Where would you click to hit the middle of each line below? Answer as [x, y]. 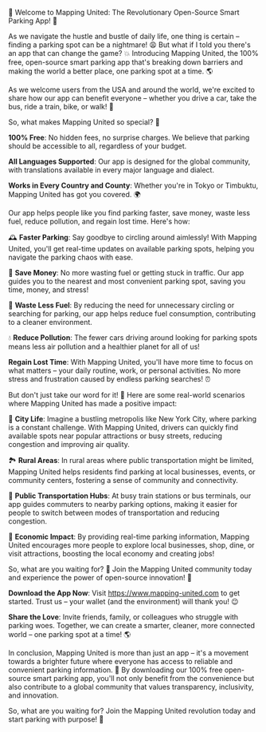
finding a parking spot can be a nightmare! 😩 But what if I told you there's [129, 45]
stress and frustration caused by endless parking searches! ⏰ [110, 379]
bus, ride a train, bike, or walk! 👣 [61, 107]
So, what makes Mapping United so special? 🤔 [84, 122]
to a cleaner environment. [51, 322]
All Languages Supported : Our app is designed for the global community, [129, 161]
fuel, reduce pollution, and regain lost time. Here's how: [99, 221]
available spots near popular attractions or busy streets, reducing [115, 436]
